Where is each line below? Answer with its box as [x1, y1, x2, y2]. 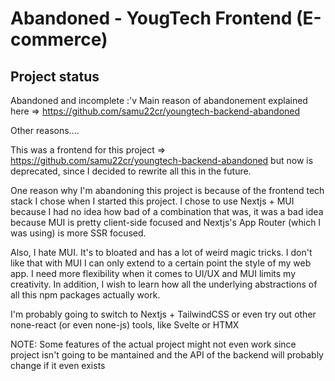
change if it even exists [10, 360, 106, 371]
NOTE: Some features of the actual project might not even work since [10, 338, 297, 350]
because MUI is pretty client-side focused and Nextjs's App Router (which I [10, 217, 322, 228]
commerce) [10, 28, 108, 51]
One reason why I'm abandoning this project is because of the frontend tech [10, 185, 325, 196]
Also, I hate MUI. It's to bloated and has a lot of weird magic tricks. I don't [10, 247, 313, 258]
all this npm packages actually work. [10, 289, 161, 301]
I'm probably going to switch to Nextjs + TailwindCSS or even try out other [10, 308, 317, 320]
